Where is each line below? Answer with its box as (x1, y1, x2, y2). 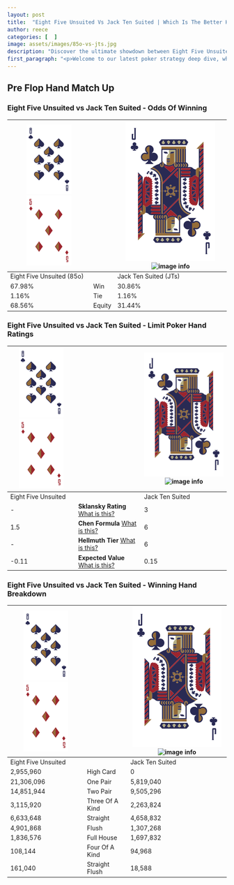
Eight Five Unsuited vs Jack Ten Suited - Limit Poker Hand (7, 321, 207, 330)
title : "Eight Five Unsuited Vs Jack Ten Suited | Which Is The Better (7, 18, 223, 26)
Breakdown (7, 589, 47, 599)
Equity (93, 301, 111, 310)
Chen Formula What (77, 519, 137, 527)
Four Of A (86, 843, 115, 851)
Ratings (7, 329, 34, 339)
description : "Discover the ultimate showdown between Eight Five (7, 48, 204, 55)
